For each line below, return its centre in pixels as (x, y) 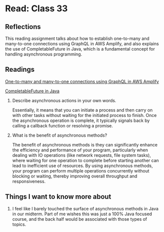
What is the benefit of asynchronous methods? (59, 135)
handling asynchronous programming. (44, 54)
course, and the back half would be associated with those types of (80, 219)
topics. (19, 224)
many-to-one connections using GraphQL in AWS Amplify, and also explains (82, 44)
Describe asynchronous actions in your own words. (64, 100)
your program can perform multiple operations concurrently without (81, 171)
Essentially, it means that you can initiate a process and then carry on (82, 110)
